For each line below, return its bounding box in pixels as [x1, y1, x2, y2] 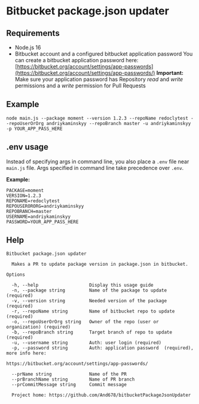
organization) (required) [6, 324, 71, 330]
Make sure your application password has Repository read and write [14, 76, 183, 83]
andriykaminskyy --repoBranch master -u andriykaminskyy [46, 120, 191, 126]
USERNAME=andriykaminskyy [6, 214, 71, 220]
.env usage [6, 142, 49, 152]
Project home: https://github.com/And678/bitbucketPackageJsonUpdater [11, 392, 191, 399]
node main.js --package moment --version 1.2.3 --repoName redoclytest [6, 115, 188, 121]
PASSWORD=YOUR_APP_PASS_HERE [6, 218, 79, 225]
